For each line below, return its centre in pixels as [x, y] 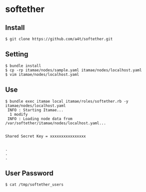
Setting [17, 54]
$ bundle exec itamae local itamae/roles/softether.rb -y [67, 101]
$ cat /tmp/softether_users [34, 185]
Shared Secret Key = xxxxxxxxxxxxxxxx [45, 136]
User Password [29, 173]
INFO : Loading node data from [40, 119]
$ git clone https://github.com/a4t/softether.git [59, 39]
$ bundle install [23, 66]
